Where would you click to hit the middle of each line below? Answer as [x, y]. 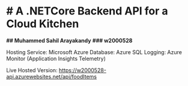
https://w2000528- [83, 70]
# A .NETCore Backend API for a [87, 11]
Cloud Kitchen [43, 24]
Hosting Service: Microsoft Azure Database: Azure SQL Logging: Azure [94, 52]
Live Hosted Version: [32, 70]
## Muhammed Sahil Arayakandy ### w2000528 [69, 40]
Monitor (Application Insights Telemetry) [56, 58]
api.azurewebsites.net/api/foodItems [52, 76]
